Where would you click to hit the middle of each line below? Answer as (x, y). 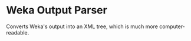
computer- (172, 26)
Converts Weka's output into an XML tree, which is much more (82, 26)
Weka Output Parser (57, 10)
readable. (18, 32)
